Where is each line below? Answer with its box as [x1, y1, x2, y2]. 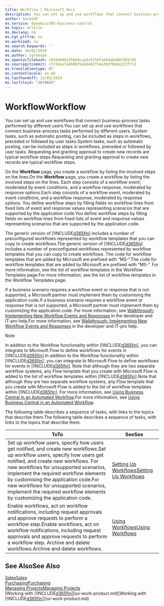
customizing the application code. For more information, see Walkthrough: [5, 307, 154, 313]
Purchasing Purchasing [5, 580, 51, 586]
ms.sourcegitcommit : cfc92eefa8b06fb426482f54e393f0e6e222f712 [5, 62, 137, 67]
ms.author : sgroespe [5, 52, 47, 58]
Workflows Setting [112, 467, 153, 474]
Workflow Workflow [5, 101, 86, 112]
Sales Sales [5, 575, 27, 581]
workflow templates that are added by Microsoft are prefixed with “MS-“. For [5, 261, 159, 267]
